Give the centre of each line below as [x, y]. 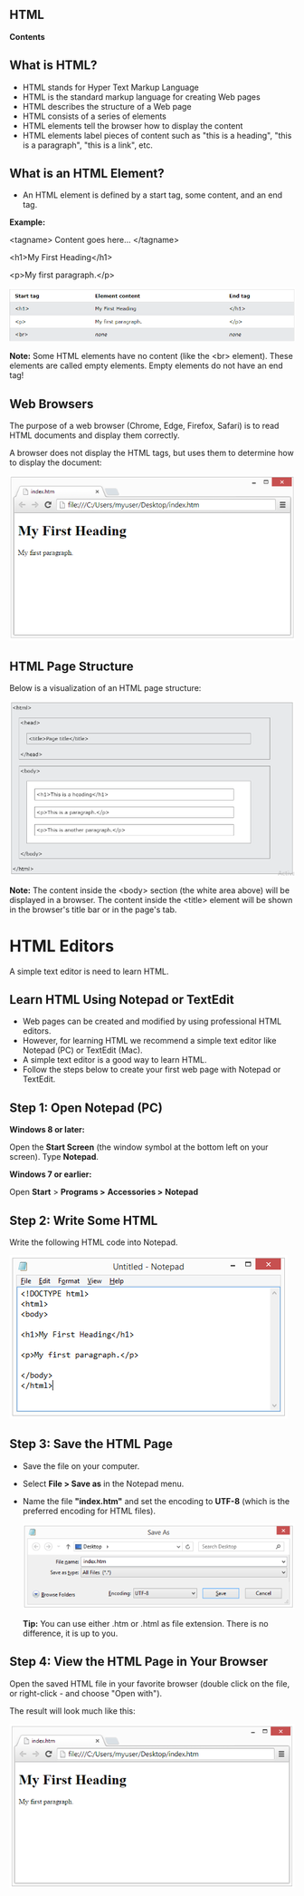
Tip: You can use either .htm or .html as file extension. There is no [145, 1624]
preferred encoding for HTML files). [89, 1511]
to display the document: [56, 462]
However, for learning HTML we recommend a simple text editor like [149, 1041]
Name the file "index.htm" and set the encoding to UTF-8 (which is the [156, 1501]
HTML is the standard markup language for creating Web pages [141, 97]
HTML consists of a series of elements [95, 116]
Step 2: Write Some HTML [84, 1220]
